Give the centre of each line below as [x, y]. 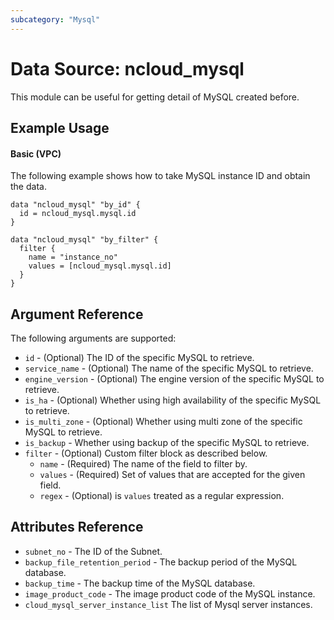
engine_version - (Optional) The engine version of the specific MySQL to [174, 378]
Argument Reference [77, 314]
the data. [28, 187]
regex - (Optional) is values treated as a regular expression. [162, 495]
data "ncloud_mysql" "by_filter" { [84, 240]
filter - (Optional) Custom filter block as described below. [146, 453]
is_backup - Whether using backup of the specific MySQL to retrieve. [167, 442]
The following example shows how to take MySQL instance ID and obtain [160, 176]
